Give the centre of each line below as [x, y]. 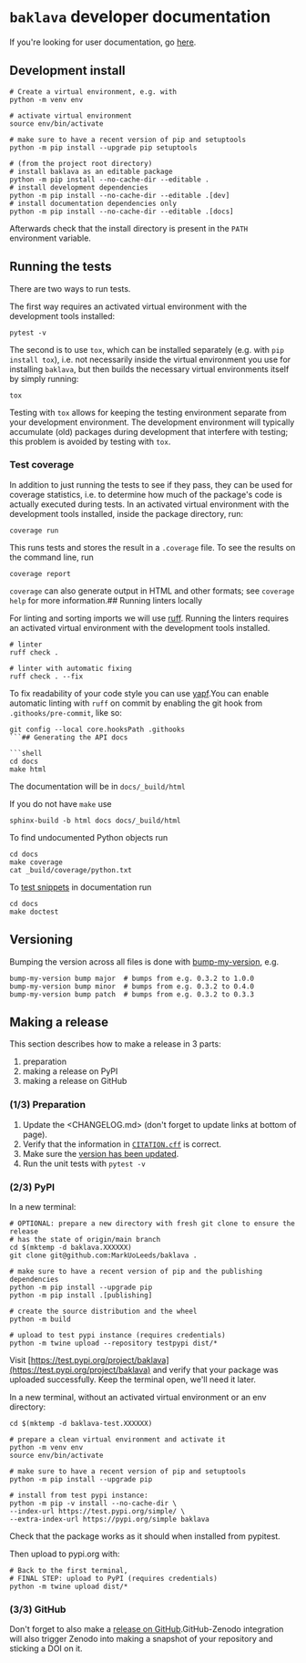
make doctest [34, 912]
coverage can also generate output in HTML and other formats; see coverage [152, 591]
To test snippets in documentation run [81, 887]
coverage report [40, 573]
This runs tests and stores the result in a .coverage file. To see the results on [153, 547]
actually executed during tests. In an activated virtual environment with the [149, 504]
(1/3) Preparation [48, 1105]
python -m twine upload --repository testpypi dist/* [114, 1343]
